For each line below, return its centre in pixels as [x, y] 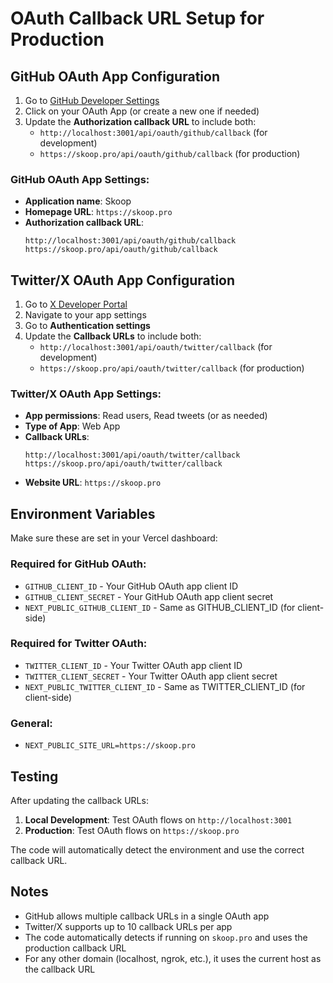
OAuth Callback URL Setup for [137, 18]
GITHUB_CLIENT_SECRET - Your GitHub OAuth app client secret [149, 596]
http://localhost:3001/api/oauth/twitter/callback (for [156, 347]
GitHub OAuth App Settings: [80, 179]
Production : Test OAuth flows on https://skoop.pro [132, 830]
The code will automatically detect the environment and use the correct [157, 849]
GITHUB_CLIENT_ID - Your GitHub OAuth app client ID [131, 586]
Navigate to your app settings [85, 315]
